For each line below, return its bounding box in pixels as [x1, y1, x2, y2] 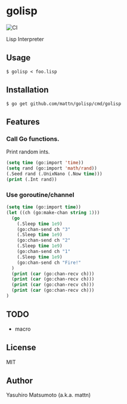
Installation [6, 85, 49, 95]
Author [6, 375, 33, 386]
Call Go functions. [6, 134, 60, 143]
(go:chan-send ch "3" [17, 226, 70, 232]
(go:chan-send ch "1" [17, 249, 70, 255]
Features [6, 116, 40, 127]
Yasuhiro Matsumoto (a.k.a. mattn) [6, 391, 91, 399]
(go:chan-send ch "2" [17, 238, 70, 243]
